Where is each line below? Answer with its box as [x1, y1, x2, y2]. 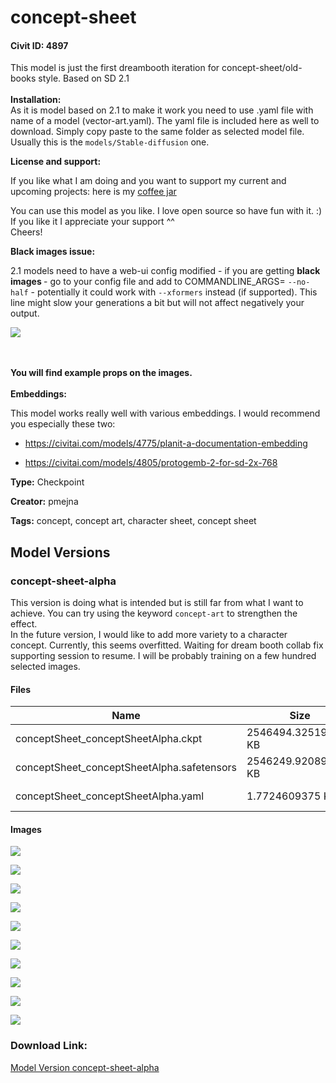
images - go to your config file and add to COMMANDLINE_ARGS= [10, 276, 286, 288]
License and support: [10, 156, 102, 168]
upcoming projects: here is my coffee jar [10, 186, 177, 198]
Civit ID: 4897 [10, 39, 69, 51]
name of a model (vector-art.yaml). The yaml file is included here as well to [10, 115, 320, 127]
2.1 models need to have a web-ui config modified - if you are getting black [10, 265, 321, 277]
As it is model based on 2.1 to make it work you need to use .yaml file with [10, 104, 314, 116]
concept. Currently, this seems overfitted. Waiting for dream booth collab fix [10, 639, 324, 651]
